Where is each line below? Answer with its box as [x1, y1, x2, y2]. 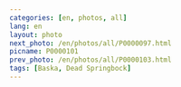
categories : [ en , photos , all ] [9, 13, 128, 23]
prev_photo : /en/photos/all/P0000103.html [9, 55, 172, 64]
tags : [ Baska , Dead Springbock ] [9, 64, 131, 73]
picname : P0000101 [9, 47, 79, 56]
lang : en [9, 22, 43, 31]
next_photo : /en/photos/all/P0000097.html [9, 38, 172, 48]
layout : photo [9, 30, 63, 39]
